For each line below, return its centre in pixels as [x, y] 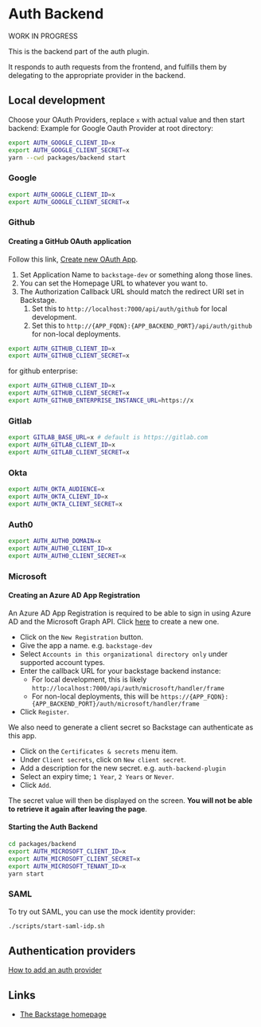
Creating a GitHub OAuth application [70, 241]
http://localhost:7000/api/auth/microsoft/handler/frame [128, 688]
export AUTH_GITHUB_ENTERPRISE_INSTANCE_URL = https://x [101, 401]
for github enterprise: [43, 371]
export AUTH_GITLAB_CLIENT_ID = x [62, 445]
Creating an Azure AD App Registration [74, 596]
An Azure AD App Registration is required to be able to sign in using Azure [130, 613]
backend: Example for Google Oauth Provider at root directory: [111, 128]
